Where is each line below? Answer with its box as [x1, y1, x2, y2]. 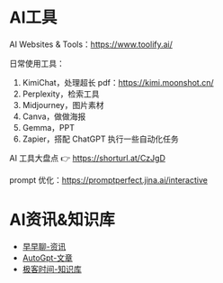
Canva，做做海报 [22, 111, 86, 122]
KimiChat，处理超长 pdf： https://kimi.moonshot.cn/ [22, 77, 214, 87]
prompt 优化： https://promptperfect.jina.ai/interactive [9, 174, 209, 185]
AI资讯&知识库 [9, 210, 115, 230]
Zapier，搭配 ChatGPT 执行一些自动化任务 [22, 133, 180, 144]
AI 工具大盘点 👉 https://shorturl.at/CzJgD [9, 152, 166, 163]
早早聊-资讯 [22, 241, 67, 251]
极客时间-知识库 [22, 263, 83, 274]
